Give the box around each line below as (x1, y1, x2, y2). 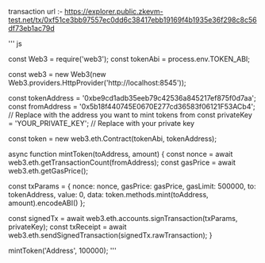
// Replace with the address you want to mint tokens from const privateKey (8, 110, 252, 120)
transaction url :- (8, 7, 63, 16)
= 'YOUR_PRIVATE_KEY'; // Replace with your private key (8, 119, 195, 128)
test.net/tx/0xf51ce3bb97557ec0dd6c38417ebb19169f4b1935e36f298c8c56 (8, 15, 257, 25)
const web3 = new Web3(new (8, 70, 107, 78)
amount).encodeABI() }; (8, 198, 86, 208)
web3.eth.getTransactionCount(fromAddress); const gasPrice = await (8, 158, 236, 167)
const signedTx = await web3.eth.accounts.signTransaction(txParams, (8, 214, 238, 223)
